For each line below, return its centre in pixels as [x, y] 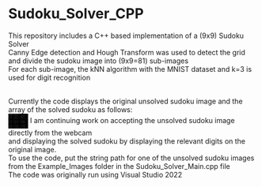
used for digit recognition [49, 77]
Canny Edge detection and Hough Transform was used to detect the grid [127, 52]
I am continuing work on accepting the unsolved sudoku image [132, 120]
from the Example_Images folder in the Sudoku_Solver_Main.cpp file [120, 166]
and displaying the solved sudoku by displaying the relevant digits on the [127, 141]
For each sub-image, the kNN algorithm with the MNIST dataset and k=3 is [130, 69]
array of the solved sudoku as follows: [70, 109]
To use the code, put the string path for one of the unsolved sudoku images [131, 158]
